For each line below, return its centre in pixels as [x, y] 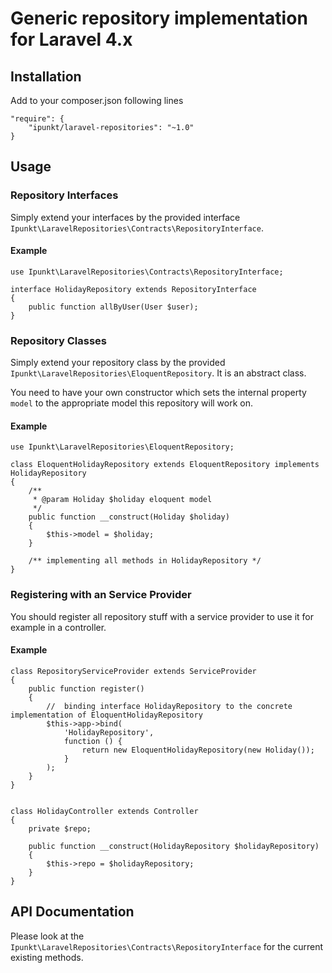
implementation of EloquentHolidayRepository [106, 715]
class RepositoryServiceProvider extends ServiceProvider [133, 671]
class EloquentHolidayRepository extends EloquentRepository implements [165, 465]
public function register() [86, 688]
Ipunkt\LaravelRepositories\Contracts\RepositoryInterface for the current [166, 946]
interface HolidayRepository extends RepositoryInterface [133, 289]
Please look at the [47, 936]
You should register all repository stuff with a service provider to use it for [162, 616]
